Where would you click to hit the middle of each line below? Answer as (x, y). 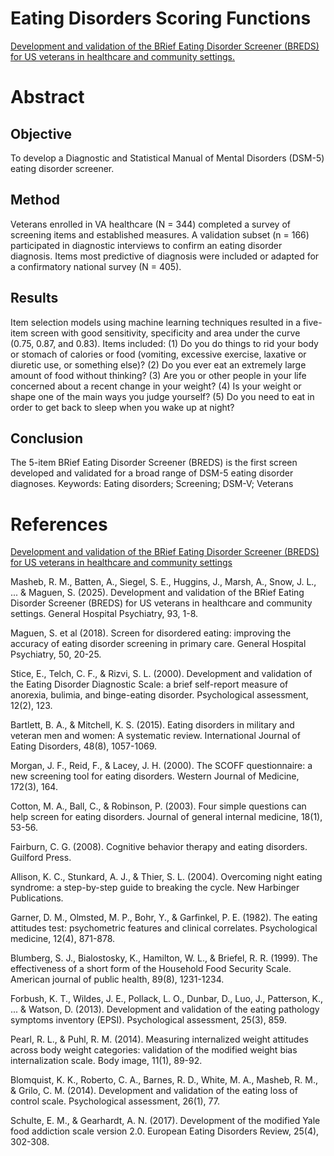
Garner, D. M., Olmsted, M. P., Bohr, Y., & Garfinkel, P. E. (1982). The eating (164, 918)
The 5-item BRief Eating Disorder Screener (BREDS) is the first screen (154, 463)
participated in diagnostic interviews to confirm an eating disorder (146, 245)
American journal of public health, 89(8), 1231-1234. (117, 979)
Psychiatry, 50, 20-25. (56, 654)
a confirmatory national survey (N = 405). (96, 266)
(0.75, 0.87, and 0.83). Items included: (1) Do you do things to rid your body (164, 343)
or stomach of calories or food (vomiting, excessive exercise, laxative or (158, 354)
